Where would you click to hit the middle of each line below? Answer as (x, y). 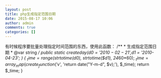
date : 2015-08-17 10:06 (29, 18)
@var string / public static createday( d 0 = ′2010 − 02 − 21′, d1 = (77, 52)
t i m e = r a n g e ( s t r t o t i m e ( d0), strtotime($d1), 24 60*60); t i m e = (88, 59)
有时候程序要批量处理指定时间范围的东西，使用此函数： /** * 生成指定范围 (79, 46)
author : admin (19, 23)
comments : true (20, 28)
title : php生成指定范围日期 (30, 14)
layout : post (18, 9)
